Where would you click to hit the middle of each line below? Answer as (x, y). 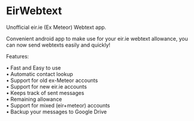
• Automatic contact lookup (40, 74)
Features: (18, 56)
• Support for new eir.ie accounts (47, 86)
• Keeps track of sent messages (45, 93)
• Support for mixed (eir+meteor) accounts (58, 105)
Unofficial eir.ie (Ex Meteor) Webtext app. (56, 27)
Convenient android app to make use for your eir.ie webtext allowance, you (97, 38)
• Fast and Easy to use (34, 68)
